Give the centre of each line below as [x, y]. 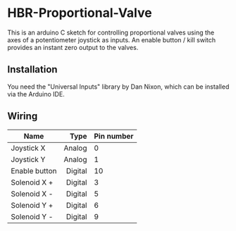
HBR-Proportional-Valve [80, 13]
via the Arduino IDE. [36, 94]
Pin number [114, 136]
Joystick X [28, 148]
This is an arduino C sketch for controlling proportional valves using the [111, 32]
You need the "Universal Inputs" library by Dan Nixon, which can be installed [118, 87]
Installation [32, 69]
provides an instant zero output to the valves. [73, 47]
